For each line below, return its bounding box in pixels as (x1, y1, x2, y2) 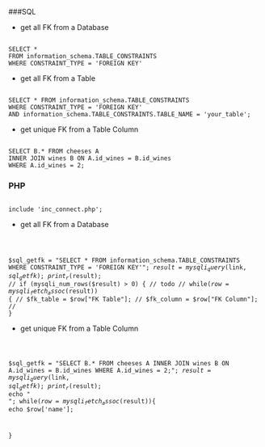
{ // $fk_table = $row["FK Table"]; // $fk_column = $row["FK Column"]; (8, 295, 259, 304)
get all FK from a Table (19, 74, 95, 83)
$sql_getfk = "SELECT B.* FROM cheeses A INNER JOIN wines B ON (8, 360, 229, 368)
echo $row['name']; (8, 406, 74, 414)
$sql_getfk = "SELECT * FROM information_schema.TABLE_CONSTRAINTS (8, 256, 241, 265)
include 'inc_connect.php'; (8, 205, 103, 213)
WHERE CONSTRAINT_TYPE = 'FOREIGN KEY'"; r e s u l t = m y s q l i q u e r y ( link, (8, 264, 247, 273)
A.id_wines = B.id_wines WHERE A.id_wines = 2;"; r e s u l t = (8, 367, 212, 375)
